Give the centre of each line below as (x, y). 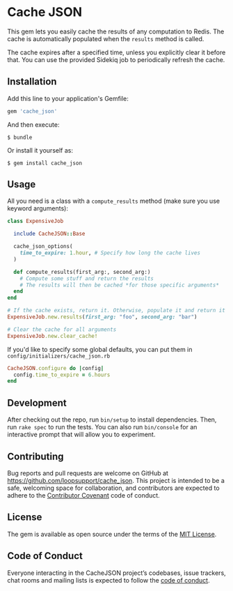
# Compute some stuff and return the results (87, 278)
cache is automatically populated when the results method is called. (106, 38)
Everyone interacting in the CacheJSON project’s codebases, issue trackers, (116, 573)
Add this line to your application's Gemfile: (68, 98)
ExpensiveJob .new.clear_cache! (53, 336)
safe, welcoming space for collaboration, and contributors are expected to (114, 488)
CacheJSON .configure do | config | (56, 368)
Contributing (35, 456)
